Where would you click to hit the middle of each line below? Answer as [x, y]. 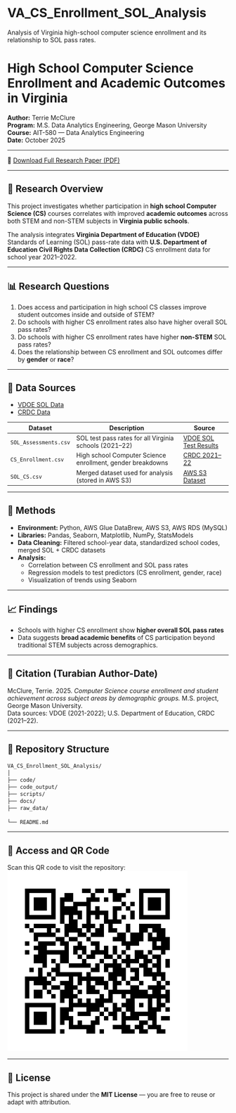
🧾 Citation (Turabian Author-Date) [83, 674]
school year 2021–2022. [42, 257]
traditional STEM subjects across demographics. [87, 645]
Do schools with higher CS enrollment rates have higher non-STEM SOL [122, 337]
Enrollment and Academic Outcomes [117, 83]
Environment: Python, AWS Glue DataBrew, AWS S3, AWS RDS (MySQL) [123, 527]
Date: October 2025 [36, 140]
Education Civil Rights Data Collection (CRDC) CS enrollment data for [109, 249]
